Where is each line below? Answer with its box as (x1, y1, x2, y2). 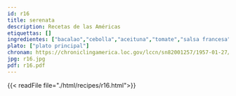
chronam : (7, 49, 33, 56)
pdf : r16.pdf (7, 62, 46, 69)
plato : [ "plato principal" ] (7, 42, 90, 49)
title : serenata (7, 17, 55, 24)
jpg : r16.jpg (7, 56, 46, 63)
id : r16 (7, 10, 30, 17)
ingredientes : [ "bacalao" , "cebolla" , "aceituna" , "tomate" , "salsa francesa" (7, 36, 231, 43)
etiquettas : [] (7, 29, 52, 37)
